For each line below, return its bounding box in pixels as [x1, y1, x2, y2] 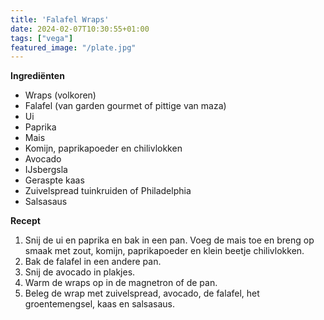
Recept [10, 215, 41, 227]
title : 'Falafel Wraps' [10, 14, 110, 25]
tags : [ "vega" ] [10, 33, 74, 43]
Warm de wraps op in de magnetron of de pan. [24, 277, 218, 289]
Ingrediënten [10, 70, 65, 82]
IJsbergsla [24, 164, 68, 176]
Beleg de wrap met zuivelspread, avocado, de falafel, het [24, 287, 260, 300]
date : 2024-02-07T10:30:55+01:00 [10, 24, 150, 34]
